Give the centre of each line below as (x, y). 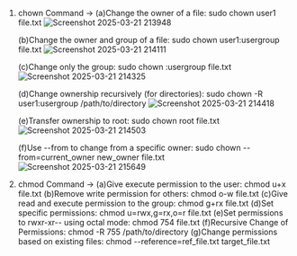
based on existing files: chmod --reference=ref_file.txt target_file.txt (144, 241)
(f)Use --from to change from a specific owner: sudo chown (129, 148)
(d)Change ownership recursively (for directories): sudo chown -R (140, 94)
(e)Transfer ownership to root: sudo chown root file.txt (119, 121)
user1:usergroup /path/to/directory (82, 103)
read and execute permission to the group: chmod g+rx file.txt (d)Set (146, 203)
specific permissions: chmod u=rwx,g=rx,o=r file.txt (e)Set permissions (150, 213)
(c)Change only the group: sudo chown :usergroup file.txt (125, 67)
